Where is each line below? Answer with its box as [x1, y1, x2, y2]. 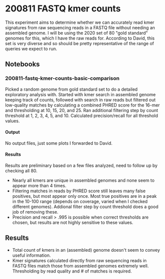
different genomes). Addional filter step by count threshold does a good [12, 204, 159, 210]
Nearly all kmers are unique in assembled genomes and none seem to [12, 177, 155, 183]
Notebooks [5, 60, 40, 68]
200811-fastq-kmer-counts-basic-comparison [5, 75, 120, 82]
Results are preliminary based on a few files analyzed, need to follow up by [5, 163, 158, 168]
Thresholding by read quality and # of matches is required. [12, 268, 132, 274]
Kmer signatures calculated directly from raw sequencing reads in [12, 257, 147, 263]
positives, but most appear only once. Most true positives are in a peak [12, 193, 157, 199]
